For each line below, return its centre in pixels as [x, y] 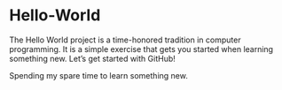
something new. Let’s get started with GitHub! [92, 58]
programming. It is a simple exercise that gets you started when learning [141, 49]
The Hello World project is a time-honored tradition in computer [125, 40]
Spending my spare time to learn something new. [98, 75]
